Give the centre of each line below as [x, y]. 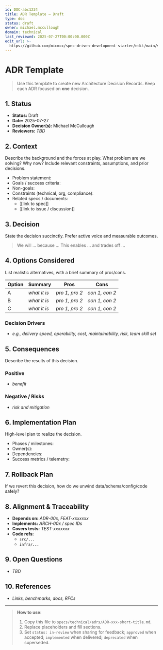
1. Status [18, 103]
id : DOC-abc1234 [21, 9]
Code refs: [23, 534]
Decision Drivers [25, 323]
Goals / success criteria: [36, 183]
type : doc [15, 19]
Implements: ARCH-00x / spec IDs [47, 523]
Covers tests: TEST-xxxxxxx [41, 528]
